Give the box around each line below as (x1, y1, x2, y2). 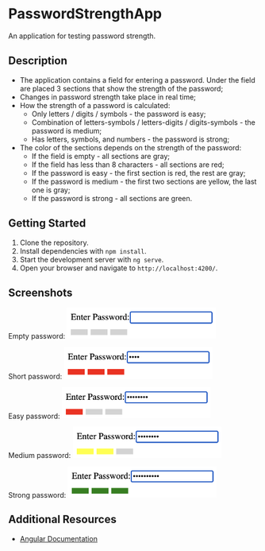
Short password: (8, 371, 63, 381)
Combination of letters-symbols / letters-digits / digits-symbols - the (31, 117, 256, 127)
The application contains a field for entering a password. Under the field (19, 75, 255, 84)
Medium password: (8, 450, 71, 460)
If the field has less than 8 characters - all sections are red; (31, 160, 225, 169)
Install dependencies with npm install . (19, 246, 147, 255)
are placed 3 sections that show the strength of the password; (19, 83, 224, 93)
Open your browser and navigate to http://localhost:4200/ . (19, 263, 218, 273)
